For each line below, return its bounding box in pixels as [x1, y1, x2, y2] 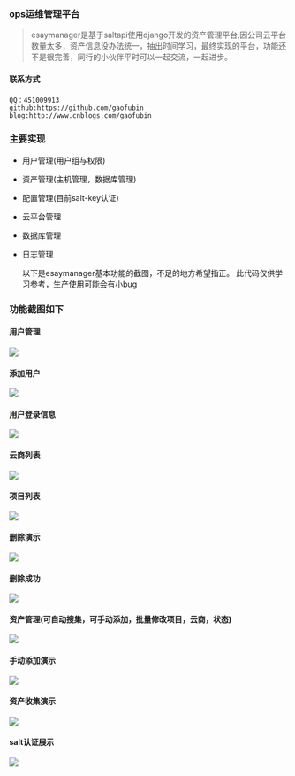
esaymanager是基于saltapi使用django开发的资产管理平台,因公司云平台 [30, 29, 287, 41]
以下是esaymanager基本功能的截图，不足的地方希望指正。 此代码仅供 [21, 267, 276, 278]
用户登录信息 [9, 409, 56, 419]
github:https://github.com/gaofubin [9, 104, 144, 112]
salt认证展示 [9, 737, 55, 748]
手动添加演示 [9, 655, 56, 665]
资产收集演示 [9, 696, 56, 707]
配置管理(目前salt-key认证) [21, 192, 119, 203]
